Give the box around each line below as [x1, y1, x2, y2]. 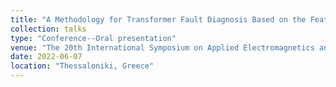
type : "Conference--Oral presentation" [10, 33, 177, 43]
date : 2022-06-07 [10, 52, 83, 62]
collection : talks [10, 24, 87, 34]
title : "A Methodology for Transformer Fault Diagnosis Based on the [10, 14, 307, 25]
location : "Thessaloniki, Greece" [10, 61, 155, 71]
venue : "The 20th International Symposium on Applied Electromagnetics [10, 42, 315, 53]
